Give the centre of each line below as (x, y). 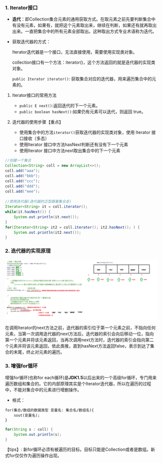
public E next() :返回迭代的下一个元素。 (60, 106)
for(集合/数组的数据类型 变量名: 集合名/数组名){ (49, 410)
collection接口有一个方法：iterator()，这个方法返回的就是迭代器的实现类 (84, 62)
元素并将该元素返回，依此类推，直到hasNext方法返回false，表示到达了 (80, 346)
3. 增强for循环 (21, 366)
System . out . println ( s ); (38, 434)
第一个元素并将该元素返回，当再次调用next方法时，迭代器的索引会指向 (75, 340)
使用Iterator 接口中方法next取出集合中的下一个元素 (70, 151)
